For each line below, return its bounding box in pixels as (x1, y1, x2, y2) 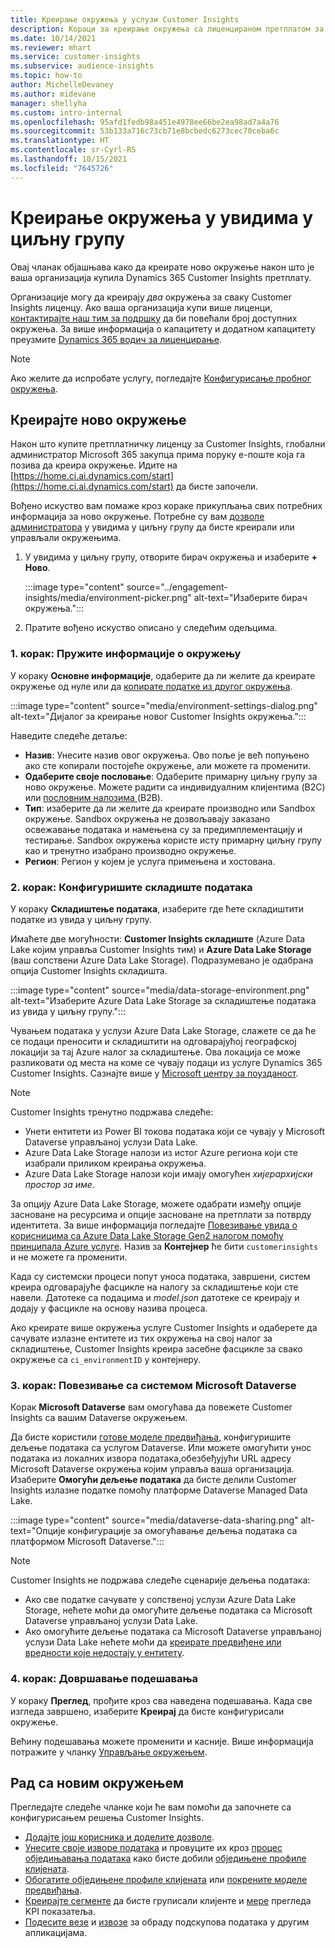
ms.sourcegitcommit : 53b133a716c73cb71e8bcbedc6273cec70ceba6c (10, 126, 280, 136)
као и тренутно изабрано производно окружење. (24, 844, 237, 856)
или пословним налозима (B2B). (24, 791, 163, 803)
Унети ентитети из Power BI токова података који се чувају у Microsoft (24, 1125, 326, 1137)
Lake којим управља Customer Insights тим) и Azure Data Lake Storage (10, 943, 312, 955)
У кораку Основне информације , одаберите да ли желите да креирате (10, 669, 316, 681)
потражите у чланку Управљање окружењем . (10, 1746, 208, 1758)
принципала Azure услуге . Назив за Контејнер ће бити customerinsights (10, 1240, 319, 1252)
